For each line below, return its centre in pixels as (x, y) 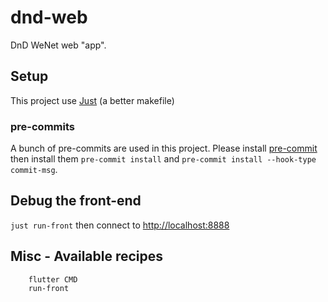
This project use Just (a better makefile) (92, 100)
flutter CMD (53, 279)
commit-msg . (34, 170)
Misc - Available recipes (87, 256)
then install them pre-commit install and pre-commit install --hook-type (163, 159)
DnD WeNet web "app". (58, 45)
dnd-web (49, 17)
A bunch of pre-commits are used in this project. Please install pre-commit (164, 148)
